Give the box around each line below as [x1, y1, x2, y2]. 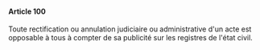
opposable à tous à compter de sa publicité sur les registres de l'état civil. [8, 33, 254, 43]
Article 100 [8, 6, 46, 16]
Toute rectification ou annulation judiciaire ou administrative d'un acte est [8, 24, 252, 34]
